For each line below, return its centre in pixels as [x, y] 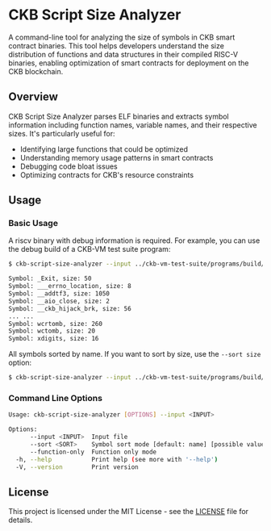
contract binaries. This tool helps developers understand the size [116, 45]
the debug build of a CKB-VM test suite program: [90, 249]
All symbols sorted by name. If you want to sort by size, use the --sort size [135, 354]
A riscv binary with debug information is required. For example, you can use [134, 240]
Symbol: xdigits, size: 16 [54, 339]
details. [21, 520]
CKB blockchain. [36, 71]
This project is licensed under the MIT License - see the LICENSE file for [128, 512]
